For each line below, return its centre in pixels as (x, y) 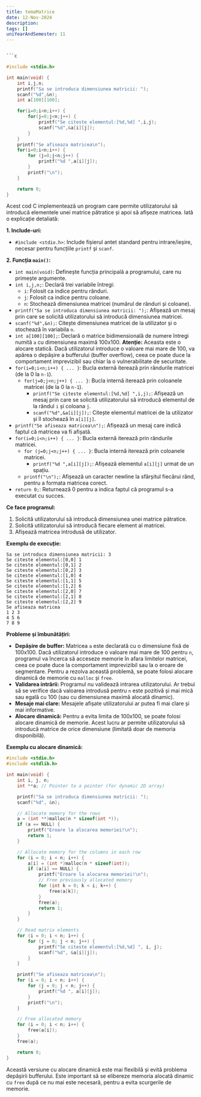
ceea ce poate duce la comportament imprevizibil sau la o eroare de (99, 665)
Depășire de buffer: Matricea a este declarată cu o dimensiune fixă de (102, 646)
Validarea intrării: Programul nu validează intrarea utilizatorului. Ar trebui (105, 685)
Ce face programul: (31, 508)
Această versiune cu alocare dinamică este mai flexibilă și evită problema (97, 1069)
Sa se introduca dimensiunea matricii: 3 (59, 555)
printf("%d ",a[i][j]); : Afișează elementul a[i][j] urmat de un (113, 464)
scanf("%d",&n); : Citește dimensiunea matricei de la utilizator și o (96, 323)
